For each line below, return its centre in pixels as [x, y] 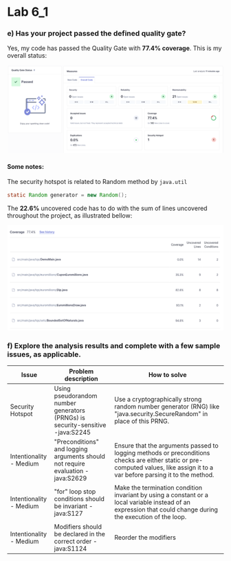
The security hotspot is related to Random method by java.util [97, 182]
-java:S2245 [73, 432]
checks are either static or [151, 460]
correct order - [76, 541]
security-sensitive [80, 425]
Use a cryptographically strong [158, 400]
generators [70, 410]
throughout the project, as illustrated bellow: [70, 216]
